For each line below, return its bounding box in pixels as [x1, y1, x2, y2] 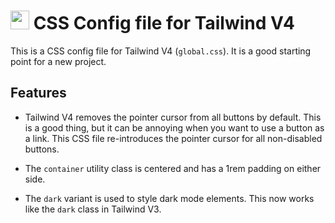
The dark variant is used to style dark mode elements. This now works [24, 192, 315, 204]
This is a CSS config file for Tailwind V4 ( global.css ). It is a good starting [10, 45, 312, 57]
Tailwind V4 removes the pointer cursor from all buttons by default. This [24, 111, 322, 123]
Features [10, 85, 67, 102]
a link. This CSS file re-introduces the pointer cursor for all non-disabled [24, 132, 323, 144]
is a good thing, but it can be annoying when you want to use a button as [24, 121, 325, 134]
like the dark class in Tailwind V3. [24, 203, 162, 215]
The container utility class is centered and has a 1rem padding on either [24, 162, 322, 174]
